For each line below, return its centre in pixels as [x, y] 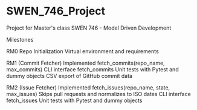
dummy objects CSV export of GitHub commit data [69, 76]
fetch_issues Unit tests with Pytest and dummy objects [74, 100]
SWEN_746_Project [56, 11]
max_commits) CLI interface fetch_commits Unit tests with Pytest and [93, 69]
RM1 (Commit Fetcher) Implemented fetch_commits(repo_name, [86, 63]
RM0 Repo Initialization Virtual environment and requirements [82, 51]
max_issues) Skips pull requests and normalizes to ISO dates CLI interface [99, 94]
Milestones [20, 39]
